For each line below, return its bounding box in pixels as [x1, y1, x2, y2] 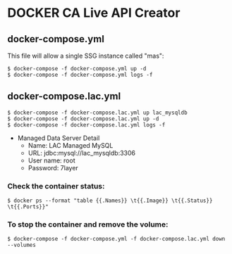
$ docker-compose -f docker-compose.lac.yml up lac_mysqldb [7, 109, 188, 116]
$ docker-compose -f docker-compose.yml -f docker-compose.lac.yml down [7, 236, 226, 243]
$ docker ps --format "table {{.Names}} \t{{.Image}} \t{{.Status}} [7, 197, 213, 205]
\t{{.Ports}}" [7, 203, 49, 210]
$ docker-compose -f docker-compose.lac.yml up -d [7, 115, 159, 122]
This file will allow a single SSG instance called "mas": [7, 51, 164, 60]
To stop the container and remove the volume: [7, 220, 169, 229]
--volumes [7, 241, 37, 249]
